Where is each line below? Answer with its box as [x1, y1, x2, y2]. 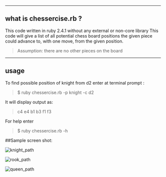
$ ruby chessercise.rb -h [17, 128, 68, 133]
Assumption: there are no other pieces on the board [17, 47, 123, 53]
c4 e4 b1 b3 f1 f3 [17, 108, 52, 114]
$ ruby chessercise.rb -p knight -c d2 [17, 89, 94, 95]
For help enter [5, 118, 34, 124]
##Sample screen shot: [5, 137, 53, 143]
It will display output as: [5, 99, 53, 105]
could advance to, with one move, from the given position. [5, 38, 124, 44]
